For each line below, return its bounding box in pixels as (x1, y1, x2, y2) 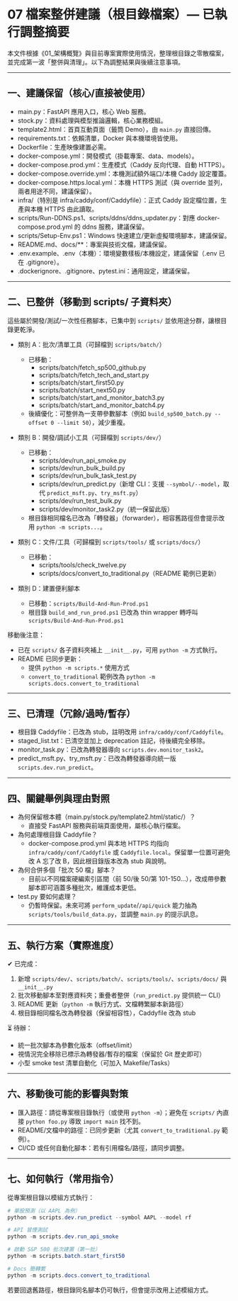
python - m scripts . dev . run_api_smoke (7, 1233, 119, 1240)
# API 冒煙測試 (7, 1227, 48, 1234)
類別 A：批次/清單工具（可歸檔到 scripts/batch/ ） (17, 340, 166, 348)
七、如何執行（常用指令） (7, 1173, 119, 1185)
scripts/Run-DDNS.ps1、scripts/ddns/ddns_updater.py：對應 (17, 213, 196, 222)
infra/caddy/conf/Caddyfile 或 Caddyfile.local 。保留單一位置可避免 (28, 848, 230, 857)
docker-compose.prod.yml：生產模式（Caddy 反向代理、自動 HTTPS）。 (17, 160, 229, 169)
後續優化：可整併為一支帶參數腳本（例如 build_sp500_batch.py (28, 409, 212, 418)
